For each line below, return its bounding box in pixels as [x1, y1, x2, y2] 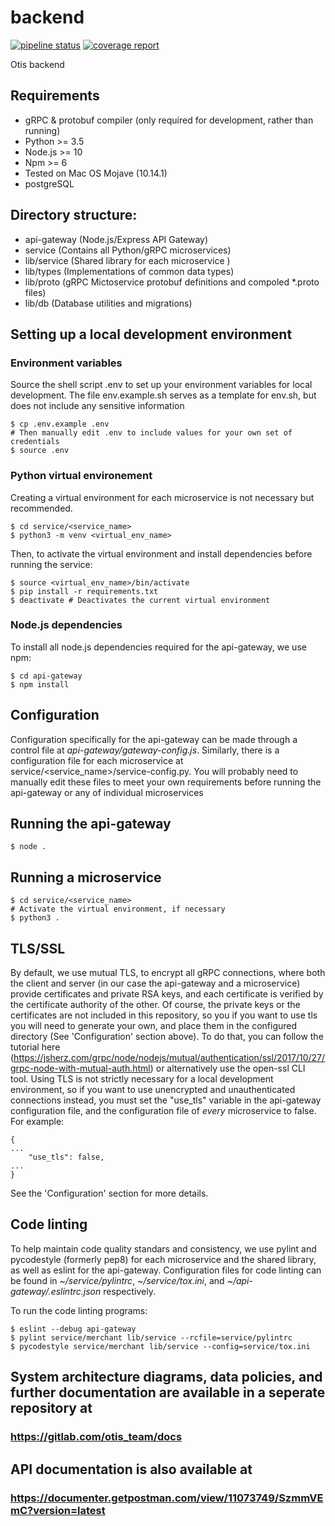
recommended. [10, 502, 73, 514]
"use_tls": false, [28, 1152, 105, 1163]
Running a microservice [10, 869, 162, 886]
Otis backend [10, 58, 65, 70]
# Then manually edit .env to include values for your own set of [10, 428, 293, 438]
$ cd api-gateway [10, 671, 83, 681]
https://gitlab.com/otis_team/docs [10, 1430, 183, 1444]
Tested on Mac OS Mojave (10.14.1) [24, 167, 168, 179]
